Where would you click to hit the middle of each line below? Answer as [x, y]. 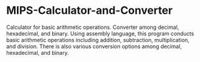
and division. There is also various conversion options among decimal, [94, 46]
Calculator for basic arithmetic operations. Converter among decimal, [93, 27]
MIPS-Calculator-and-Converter [89, 11]
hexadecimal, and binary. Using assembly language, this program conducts [100, 33]
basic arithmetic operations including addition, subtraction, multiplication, [98, 40]
